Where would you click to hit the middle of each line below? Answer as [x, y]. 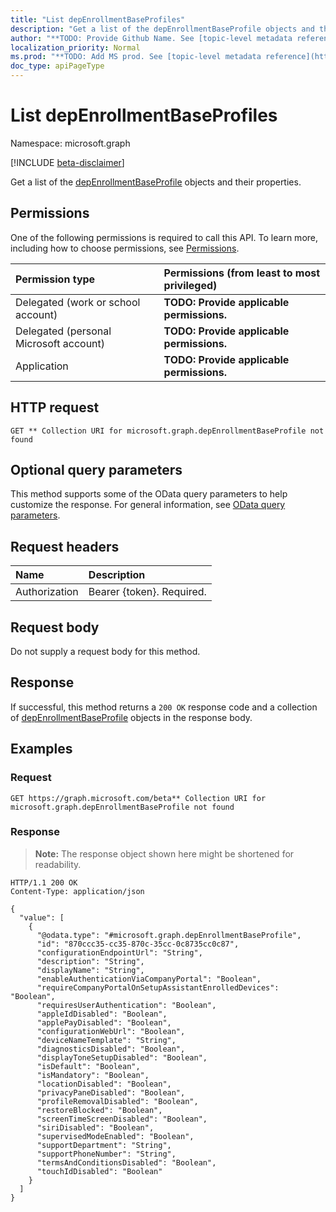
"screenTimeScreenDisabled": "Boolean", [122, 1119]
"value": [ [42, 917]
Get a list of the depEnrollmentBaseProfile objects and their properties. [156, 182]
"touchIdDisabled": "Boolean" [99, 1171]
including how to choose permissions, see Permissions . [125, 248]
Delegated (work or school [78, 302]
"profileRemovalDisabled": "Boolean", [117, 1101]
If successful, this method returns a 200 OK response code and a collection [164, 707]
